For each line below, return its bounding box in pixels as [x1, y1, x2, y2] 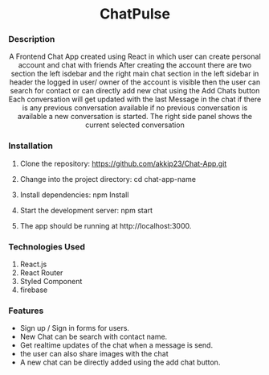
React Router [19, 268, 63, 278]
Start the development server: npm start [19, 205, 153, 215]
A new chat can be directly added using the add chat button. [19, 357, 221, 367]
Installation [8, 140, 54, 151]
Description [8, 34, 55, 45]
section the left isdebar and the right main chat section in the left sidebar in [10, 69, 259, 79]
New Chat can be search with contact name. [19, 332, 168, 342]
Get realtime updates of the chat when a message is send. [19, 340, 214, 350]
